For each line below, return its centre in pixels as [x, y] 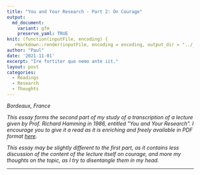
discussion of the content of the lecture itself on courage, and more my [94, 154]
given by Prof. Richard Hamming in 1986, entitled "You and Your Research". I [100, 123]
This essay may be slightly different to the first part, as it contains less [93, 147]
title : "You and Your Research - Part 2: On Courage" [75, 12]
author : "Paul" [26, 50]
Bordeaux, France [29, 106]
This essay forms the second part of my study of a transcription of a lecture [100, 117]
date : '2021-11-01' [31, 56]
